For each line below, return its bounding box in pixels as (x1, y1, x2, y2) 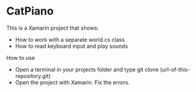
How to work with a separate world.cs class (15, 36, 125, 43)
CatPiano (6, 4, 54, 18)
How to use (6, 54, 35, 61)
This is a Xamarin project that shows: (6, 24, 99, 31)
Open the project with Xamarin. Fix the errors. (15, 79, 130, 86)
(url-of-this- (160, 65, 191, 73)
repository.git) (15, 72, 51, 79)
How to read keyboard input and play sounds (15, 42, 128, 50)
